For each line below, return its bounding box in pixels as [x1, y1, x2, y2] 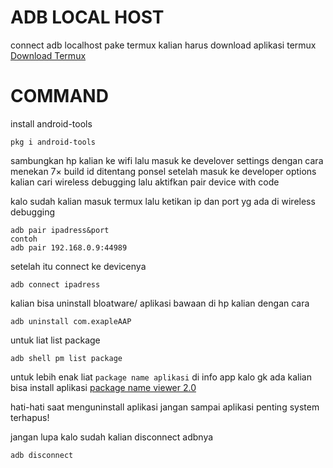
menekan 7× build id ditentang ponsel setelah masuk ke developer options [10, 165, 317, 177]
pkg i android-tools [10, 137, 97, 147]
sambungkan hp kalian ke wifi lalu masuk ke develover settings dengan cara [10, 154, 324, 166]
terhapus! [10, 411, 50, 423]
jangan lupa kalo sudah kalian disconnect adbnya [10, 431, 214, 443]
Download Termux [10, 49, 87, 61]
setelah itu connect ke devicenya [10, 260, 147, 272]
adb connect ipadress [10, 279, 101, 290]
